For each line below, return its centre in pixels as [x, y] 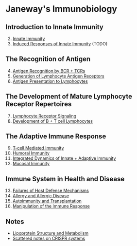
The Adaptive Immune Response [56, 137]
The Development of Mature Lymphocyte [69, 97]
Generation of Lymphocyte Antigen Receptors [58, 76]
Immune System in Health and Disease [65, 179]
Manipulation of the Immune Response [51, 206]
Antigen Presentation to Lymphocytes [50, 81]
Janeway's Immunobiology [61, 9]
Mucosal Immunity [31, 164]
